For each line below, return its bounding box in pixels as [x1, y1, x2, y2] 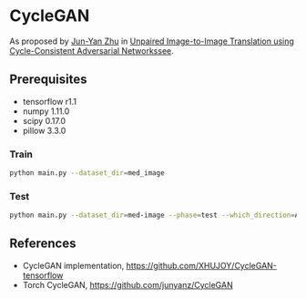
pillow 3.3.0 [22, 125, 66, 136]
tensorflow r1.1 [22, 96, 77, 107]
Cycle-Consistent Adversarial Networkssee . [9, 45, 175, 56]
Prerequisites [9, 72, 87, 88]
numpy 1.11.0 [22, 106, 70, 117]
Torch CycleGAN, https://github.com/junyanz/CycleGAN [22, 279, 234, 290]
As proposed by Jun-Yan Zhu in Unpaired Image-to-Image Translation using [9, 36, 294, 46]
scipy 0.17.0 [22, 115, 66, 126]
